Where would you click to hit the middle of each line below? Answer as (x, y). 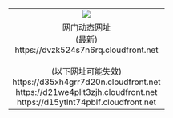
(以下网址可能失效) (86, 71)
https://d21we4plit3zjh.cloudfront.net (86, 92)
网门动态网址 (87, 27)
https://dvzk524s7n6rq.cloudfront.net (86, 50)
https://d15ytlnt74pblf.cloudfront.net (86, 102)
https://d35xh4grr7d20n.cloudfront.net (87, 82)
